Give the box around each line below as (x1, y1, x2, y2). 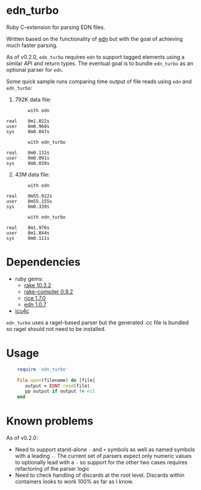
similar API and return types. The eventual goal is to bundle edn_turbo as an (6, 60, 194, 67)
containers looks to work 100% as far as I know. (14, 478, 134, 485)
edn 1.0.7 (23, 301, 47, 308)
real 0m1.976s (6, 224, 50, 231)
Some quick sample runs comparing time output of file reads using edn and (6, 78, 192, 85)
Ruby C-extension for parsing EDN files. (6, 24, 105, 31)
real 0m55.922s (6, 193, 52, 199)
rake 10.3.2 (23, 281, 51, 289)
